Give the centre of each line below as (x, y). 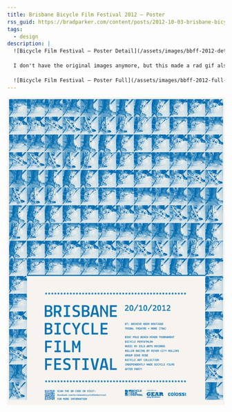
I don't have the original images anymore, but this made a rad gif (114, 66)
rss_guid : (21, 22)
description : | (29, 44)
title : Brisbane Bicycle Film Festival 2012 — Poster (86, 15)
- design (26, 37)
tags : (15, 29)
